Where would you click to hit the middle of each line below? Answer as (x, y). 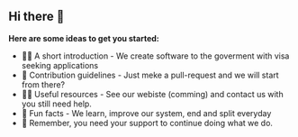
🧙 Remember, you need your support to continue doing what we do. (147, 123)
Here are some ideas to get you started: (84, 38)
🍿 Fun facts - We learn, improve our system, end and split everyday (146, 113)
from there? (43, 84)
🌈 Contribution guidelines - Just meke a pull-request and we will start (150, 75)
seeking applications (60, 65)
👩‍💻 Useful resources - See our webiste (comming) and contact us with (153, 94)
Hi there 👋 (36, 17)
